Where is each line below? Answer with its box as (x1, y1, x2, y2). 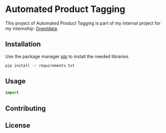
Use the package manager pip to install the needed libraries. (5, 53, 130, 59)
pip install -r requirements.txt (5, 63, 75, 68)
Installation (5, 40, 41, 49)
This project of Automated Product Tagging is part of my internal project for (5, 20, 161, 26)
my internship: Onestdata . (5, 25, 58, 31)
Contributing (5, 104, 46, 112)
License (5, 121, 30, 130)
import (5, 90, 19, 95)
